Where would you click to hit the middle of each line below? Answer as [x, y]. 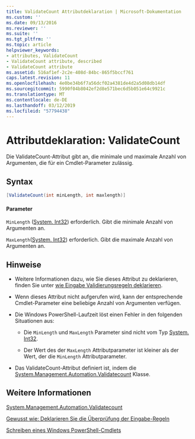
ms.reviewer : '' [26, 28]
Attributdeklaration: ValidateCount [93, 140]
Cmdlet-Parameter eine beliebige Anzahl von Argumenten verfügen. [98, 303]
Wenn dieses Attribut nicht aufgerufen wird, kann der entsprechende [98, 297]
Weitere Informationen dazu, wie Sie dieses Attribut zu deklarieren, [96, 279]
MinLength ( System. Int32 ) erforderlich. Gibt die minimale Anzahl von [89, 222]
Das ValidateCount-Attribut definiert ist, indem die [76, 368]
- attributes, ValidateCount [42, 56]
